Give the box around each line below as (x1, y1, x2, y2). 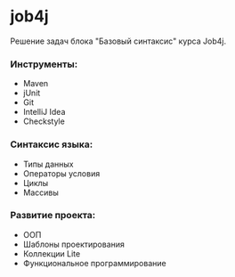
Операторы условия (22, 167, 101, 179)
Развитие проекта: (10, 209, 96, 222)
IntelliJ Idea (22, 107, 66, 118)
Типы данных (22, 159, 74, 169)
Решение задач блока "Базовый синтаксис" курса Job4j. (10, 36, 226, 46)
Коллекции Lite (22, 248, 81, 259)
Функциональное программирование (22, 257, 167, 268)
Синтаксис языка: (10, 138, 93, 151)
